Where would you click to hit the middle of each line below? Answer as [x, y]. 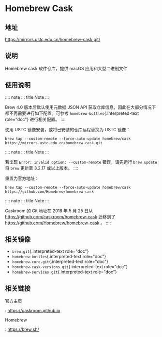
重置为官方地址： [22, 178]
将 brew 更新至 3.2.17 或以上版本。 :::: [42, 168]
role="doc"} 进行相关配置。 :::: [35, 119]
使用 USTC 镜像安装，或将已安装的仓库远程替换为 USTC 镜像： [68, 129]
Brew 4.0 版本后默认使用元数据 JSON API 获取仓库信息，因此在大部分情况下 [81, 107]
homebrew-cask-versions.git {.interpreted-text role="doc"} [70, 267]
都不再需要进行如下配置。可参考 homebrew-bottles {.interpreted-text [72, 113]
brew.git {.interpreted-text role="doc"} [50, 251]
